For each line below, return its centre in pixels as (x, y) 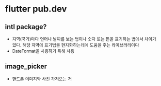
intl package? (26, 27)
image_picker (26, 66)
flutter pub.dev (36, 9)
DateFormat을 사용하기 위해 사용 (43, 51)
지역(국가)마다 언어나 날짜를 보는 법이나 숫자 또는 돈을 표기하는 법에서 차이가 (84, 39)
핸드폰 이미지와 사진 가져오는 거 (42, 79)
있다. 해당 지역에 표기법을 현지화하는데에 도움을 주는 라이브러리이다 (75, 45)
